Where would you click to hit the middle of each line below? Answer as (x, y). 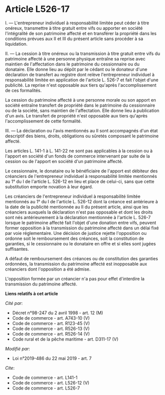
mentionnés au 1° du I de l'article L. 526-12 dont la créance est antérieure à (82, 201)
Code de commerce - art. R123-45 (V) (51, 323)
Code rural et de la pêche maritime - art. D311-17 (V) (65, 339)
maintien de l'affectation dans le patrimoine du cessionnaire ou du (72, 64)
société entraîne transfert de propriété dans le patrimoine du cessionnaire (80, 105)
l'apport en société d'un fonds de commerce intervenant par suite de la (78, 156)
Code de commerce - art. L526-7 (46, 388)
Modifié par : (18, 348)
